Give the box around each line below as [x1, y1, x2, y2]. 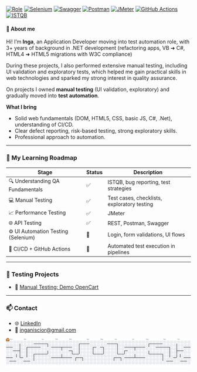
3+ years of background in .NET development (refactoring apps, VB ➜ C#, [6, 45, 185, 52]
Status [86, 169, 103, 175]
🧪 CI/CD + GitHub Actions [8, 245, 71, 252]
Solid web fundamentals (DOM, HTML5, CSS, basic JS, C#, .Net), [14, 115, 172, 122]
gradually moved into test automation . [6, 92, 100, 99]
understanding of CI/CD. [14, 121, 74, 128]
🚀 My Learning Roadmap [6, 154, 77, 162]
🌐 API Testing [8, 219, 42, 226]
